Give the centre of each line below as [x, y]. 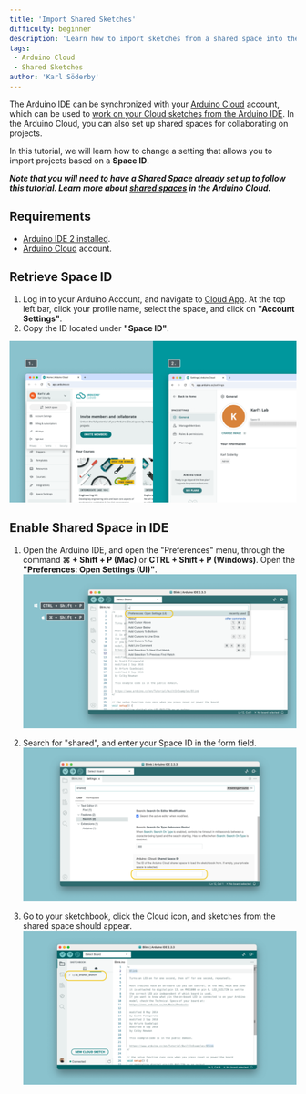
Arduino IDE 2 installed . [66, 238]
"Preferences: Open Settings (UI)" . [90, 569]
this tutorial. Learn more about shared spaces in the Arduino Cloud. [140, 188]
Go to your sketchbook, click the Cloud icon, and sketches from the [149, 916]
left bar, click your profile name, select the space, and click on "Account [158, 308]
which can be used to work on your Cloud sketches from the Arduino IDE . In [152, 113]
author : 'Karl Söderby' [55, 78]
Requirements [50, 217]
